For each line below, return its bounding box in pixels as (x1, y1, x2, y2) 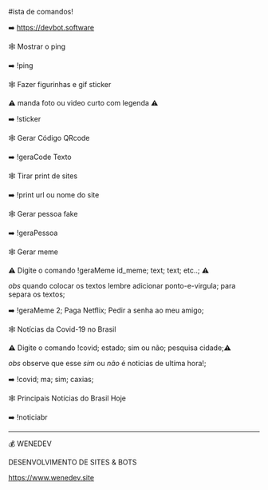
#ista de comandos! (8, 7, 73, 16)
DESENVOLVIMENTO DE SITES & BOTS (8, 457, 137, 467)
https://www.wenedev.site (8, 473, 94, 482)
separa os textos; (8, 289, 65, 299)
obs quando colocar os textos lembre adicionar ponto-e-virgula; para (8, 281, 236, 290)
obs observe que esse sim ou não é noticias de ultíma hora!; (8, 359, 207, 368)
